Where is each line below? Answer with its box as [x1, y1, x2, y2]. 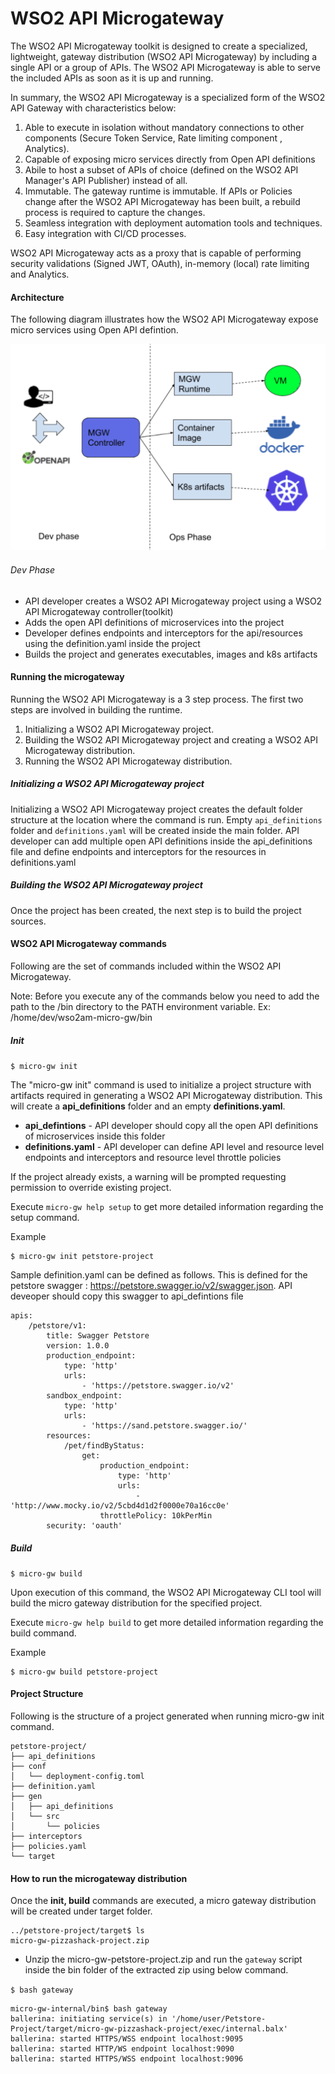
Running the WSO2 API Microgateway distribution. [24, 755, 233, 767]
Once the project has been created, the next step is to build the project [10, 904, 302, 916]
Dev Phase [10, 563, 55, 576]
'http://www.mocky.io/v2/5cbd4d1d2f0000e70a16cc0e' [10, 1500, 230, 1511]
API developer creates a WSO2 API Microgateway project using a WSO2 [24, 595, 323, 607]
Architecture [10, 291, 65, 303]
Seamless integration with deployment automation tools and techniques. [24, 217, 323, 229]
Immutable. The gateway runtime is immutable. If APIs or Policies [24, 185, 293, 197]
